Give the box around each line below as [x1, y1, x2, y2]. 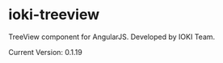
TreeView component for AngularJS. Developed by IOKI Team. [8, 32, 216, 41]
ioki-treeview [8, 6, 99, 24]
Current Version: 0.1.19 [8, 47, 82, 57]
